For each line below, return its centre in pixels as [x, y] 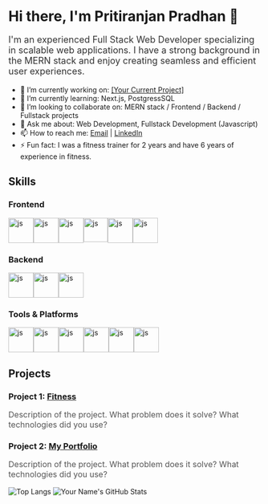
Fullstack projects [49, 115]
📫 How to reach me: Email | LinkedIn [81, 132]
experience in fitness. [56, 156]
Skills [22, 182]
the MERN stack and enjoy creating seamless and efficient [132, 61]
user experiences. [47, 71]
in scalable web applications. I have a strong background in [134, 50]
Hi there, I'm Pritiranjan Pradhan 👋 [124, 16]
